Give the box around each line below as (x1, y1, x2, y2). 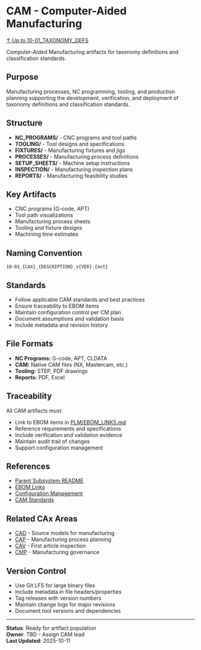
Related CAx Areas (6, 514, 78, 524)
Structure (6, 118, 43, 128)
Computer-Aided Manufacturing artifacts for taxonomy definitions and (6, 48, 179, 55)
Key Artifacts (6, 189, 57, 199)
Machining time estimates (14, 230, 79, 238)
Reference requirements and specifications (14, 425, 121, 432)
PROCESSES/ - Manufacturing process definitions (14, 153, 139, 160)
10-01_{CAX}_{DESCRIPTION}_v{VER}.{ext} (6, 264, 109, 270)
